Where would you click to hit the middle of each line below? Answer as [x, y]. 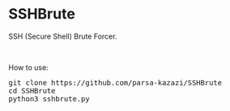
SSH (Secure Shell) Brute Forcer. [63, 36]
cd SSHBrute [32, 90]
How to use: [28, 67]
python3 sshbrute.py [49, 99]
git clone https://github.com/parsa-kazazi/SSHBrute [115, 82]
